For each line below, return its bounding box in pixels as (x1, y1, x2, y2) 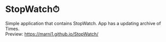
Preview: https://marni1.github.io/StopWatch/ (5, 31, 99, 37)
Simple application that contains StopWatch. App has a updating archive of (5, 20, 161, 26)
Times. (5, 25, 20, 31)
